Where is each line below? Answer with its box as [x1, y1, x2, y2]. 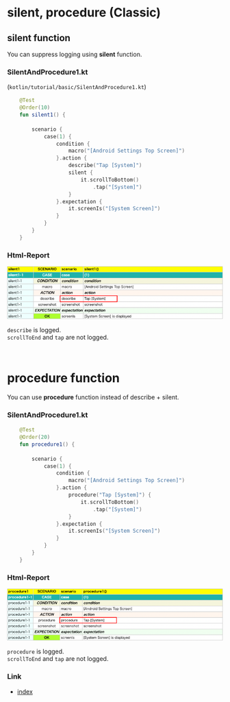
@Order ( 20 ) [19, 434, 51, 441]
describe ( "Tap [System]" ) [68, 162, 142, 169]
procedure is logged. [7, 647, 64, 655]
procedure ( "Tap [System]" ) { [68, 492, 152, 499]
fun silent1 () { [19, 112, 66, 118]
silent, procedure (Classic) [7, 5, 161, 21]
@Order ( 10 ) [19, 104, 51, 111]
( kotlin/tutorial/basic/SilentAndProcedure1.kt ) [7, 83, 147, 91]
